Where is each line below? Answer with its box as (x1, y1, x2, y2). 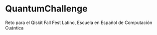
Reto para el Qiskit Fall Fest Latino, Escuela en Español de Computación (5, 19, 153, 25)
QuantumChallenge (5, 3, 88, 14)
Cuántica (5, 24, 24, 30)
